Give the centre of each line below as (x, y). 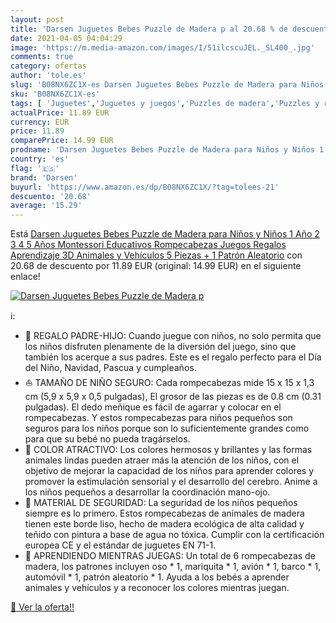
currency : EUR (40, 122)
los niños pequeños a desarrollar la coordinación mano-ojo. (147, 492)
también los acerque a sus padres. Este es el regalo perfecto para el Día (173, 357)
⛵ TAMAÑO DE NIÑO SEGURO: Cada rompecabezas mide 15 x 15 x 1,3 (169, 383)
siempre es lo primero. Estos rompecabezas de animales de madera (164, 513)
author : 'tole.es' (48, 76)
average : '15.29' (46, 206)
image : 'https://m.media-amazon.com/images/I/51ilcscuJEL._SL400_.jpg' (162, 47)
